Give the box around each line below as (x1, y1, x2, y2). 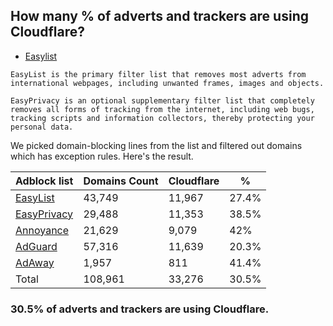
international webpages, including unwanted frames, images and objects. (10, 78, 325, 88)
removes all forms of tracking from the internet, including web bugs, (10, 104, 315, 114)
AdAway (15, 255, 55, 269)
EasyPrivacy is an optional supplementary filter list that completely (10, 95, 315, 106)
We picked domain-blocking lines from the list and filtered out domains (10, 139, 303, 151)
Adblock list (15, 174, 74, 188)
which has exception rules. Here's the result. (10, 150, 194, 162)
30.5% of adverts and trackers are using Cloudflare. (10, 302, 270, 316)
